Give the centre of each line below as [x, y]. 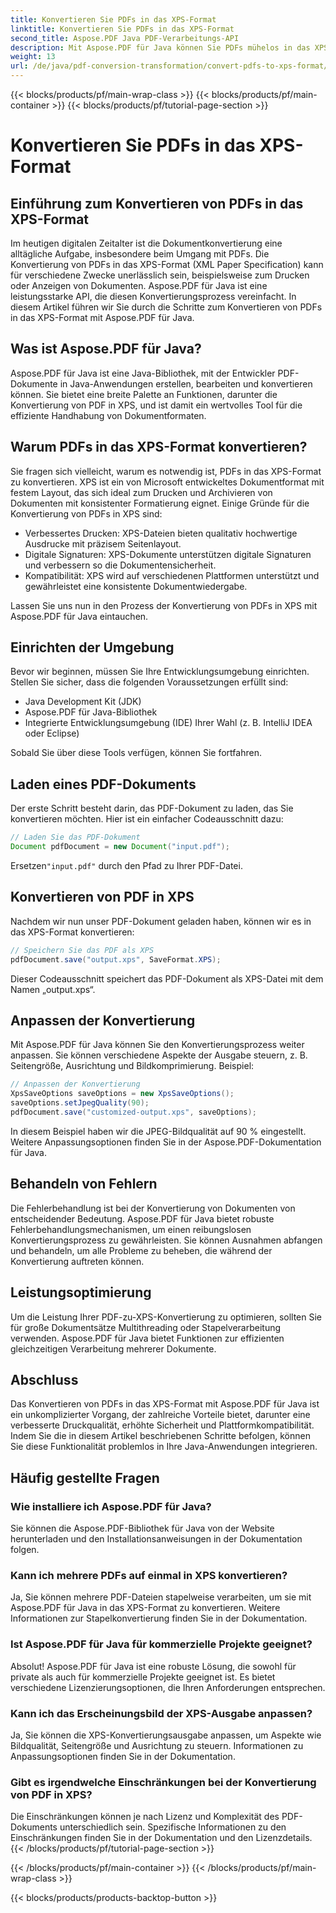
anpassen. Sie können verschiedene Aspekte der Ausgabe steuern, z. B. [159, 1055]
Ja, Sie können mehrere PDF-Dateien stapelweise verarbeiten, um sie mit [161, 1597]
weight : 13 [33, 57]
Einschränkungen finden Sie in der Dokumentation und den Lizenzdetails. [161, 1838]
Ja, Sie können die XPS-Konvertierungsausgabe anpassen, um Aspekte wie [166, 1735]
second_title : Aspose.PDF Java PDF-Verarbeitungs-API [125, 38]
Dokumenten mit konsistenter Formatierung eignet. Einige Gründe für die [160, 503]
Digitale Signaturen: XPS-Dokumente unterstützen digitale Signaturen [168, 554]
